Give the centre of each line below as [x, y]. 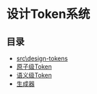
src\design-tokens [42, 58]
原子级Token [34, 67]
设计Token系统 [48, 14]
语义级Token [34, 75]
